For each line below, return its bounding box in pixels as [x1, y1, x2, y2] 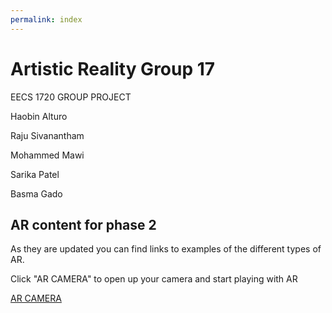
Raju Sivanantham [10, 129, 85, 141]
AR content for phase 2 [10, 216, 157, 233]
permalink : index [10, 14, 83, 25]
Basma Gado [10, 187, 63, 200]
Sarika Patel [10, 168, 60, 180]
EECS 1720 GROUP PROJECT [10, 91, 132, 103]
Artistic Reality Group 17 [10, 57, 216, 80]
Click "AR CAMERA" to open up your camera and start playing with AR [10, 273, 298, 285]
